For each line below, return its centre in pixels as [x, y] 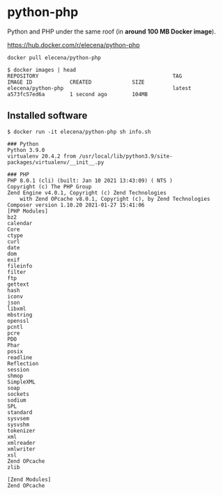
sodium [17, 400]
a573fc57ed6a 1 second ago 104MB [78, 94]
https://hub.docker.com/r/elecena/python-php [74, 45]
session [18, 370]
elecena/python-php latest [99, 88]
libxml [17, 309]
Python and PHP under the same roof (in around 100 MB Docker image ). [111, 31]
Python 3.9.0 [26, 150]
